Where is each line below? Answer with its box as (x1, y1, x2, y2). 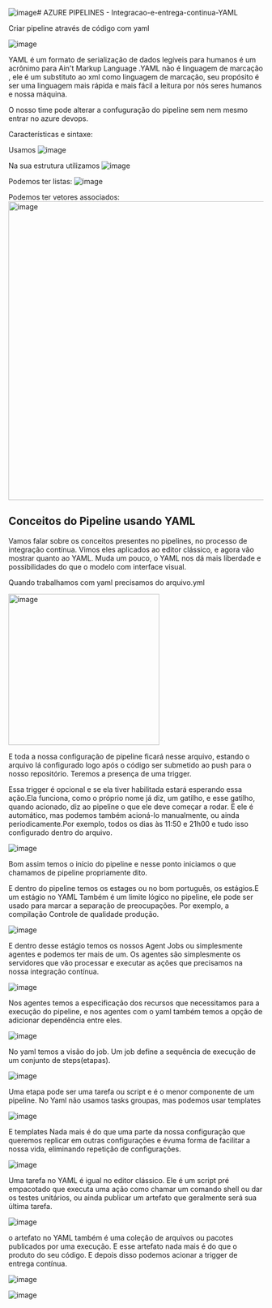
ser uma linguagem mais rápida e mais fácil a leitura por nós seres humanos (8, 81, 262, 90)
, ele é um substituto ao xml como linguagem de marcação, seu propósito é (8, 72, 260, 81)
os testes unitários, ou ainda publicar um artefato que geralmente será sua (8, 1193, 257, 1203)
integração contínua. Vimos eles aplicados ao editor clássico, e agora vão (8, 544, 255, 554)
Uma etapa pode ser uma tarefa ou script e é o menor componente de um (8, 1086, 255, 1096)
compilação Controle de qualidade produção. (8, 909, 159, 919)
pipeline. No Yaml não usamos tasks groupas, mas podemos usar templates (8, 1095, 261, 1105)
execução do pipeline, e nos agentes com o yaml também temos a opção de (8, 1006, 263, 1016)
